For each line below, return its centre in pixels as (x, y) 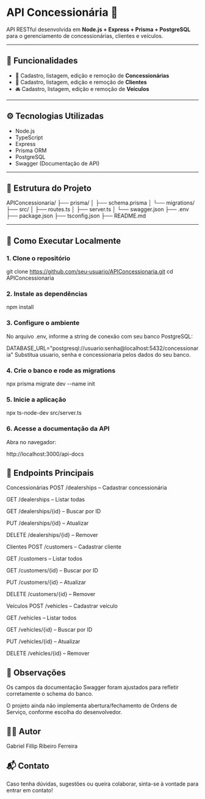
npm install (20, 307)
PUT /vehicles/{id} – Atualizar (43, 641)
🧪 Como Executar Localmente (64, 241)
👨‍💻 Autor (24, 732)
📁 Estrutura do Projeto (49, 188)
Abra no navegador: (31, 442)
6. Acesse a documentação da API (58, 429)
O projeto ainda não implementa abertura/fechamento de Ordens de (92, 706)
